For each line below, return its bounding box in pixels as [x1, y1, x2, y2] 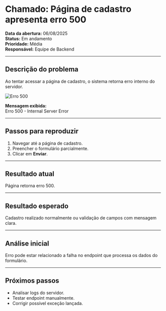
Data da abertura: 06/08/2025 [5, 30, 68, 36]
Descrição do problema [5, 65, 79, 74]
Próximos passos [5, 276, 59, 285]
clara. [5, 220, 17, 226]
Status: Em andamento [5, 36, 52, 42]
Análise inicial [5, 239, 49, 248]
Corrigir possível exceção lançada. [12, 300, 83, 306]
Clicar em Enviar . [12, 151, 48, 156]
